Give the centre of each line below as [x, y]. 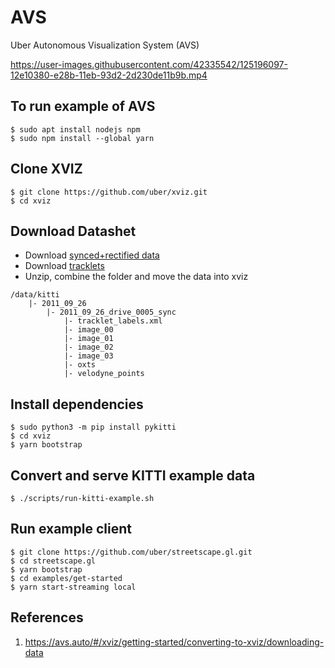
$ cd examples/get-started [66, 578]
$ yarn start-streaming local [73, 587]
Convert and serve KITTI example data [133, 475]
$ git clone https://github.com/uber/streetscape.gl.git [131, 552]
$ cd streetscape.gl [53, 561]
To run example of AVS [83, 106]
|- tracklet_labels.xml [113, 321]
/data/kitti [35, 295]
